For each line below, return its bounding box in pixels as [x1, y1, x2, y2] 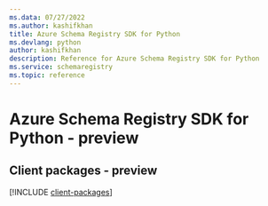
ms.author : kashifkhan [9, 21, 93, 30]
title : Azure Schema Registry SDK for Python [9, 29, 180, 38]
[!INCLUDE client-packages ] [9, 186, 113, 197]
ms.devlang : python [9, 37, 82, 47]
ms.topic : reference [9, 71, 86, 80]
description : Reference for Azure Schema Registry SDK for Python [9, 54, 260, 63]
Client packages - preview [9, 163, 158, 178]
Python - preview [9, 128, 139, 147]
